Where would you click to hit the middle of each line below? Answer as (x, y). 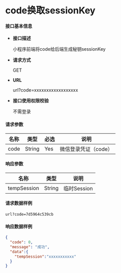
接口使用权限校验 (31, 101)
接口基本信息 (19, 26)
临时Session (78, 188)
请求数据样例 (19, 203)
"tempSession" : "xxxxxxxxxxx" (45, 257)
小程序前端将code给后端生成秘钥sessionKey (59, 49)
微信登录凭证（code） (86, 149)
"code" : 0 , (21, 242)
